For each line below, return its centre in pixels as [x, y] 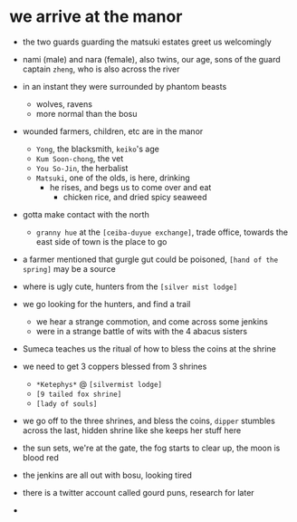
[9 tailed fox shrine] [79, 394]
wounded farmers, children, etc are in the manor [113, 131]
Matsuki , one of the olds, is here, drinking [113, 178]
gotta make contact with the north [86, 214]
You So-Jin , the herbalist [82, 168]
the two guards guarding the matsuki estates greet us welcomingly [147, 42]
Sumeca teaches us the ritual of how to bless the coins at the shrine [149, 348]
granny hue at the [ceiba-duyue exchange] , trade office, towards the [162, 232]
